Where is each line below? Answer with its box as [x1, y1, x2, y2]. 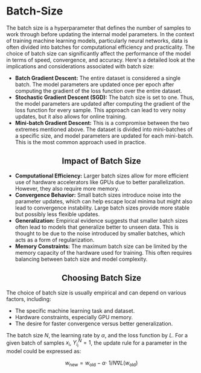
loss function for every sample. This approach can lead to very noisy [14, 106, 186, 113]
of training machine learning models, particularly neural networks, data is [6, 37, 188, 44]
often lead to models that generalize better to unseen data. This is [14, 223, 179, 231]
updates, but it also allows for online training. [14, 113, 127, 120]
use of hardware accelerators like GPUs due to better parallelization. [14, 178, 185, 185]
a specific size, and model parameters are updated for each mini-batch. [14, 132, 194, 139]
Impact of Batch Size [62, 156, 141, 167]
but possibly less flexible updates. [14, 210, 100, 218]
